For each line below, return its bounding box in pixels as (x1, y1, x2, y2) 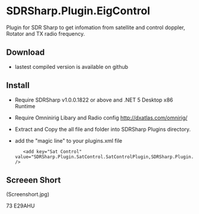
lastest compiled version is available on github (14, 63, 129, 70)
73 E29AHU (6, 202, 35, 209)
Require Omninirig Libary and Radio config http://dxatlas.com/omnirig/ (14, 114, 188, 121)
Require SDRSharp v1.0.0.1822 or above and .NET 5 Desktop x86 (14, 96, 173, 103)
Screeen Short (6, 175, 61, 185)
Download (6, 48, 45, 58)
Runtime (14, 102, 36, 109)
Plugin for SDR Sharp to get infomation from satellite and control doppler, (6, 24, 186, 31)
